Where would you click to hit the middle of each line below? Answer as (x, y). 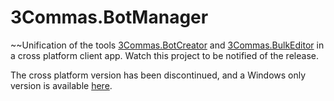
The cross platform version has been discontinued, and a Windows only (158, 75)
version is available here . (61, 85)
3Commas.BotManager (109, 17)
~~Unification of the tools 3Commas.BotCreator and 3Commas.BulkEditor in (167, 45)
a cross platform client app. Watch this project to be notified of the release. (164, 55)
